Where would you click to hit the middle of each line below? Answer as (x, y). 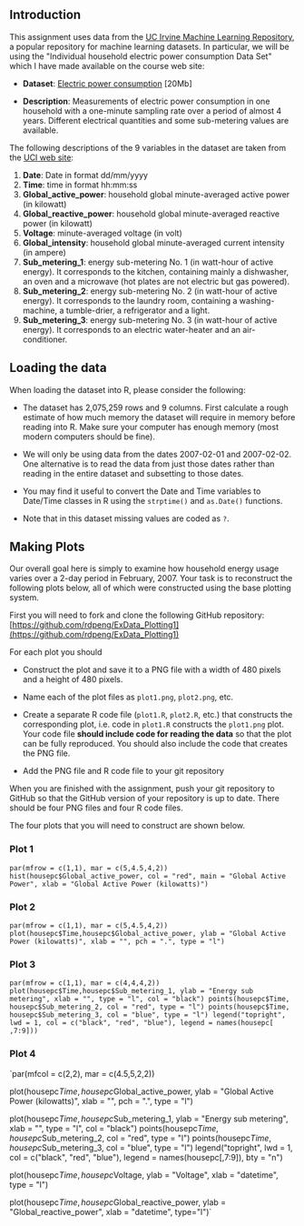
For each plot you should (56, 652)
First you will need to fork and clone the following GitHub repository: (137, 615)
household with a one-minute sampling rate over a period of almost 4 (152, 111)
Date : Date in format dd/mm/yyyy (85, 175)
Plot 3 (23, 964)
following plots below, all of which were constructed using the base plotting (151, 588)
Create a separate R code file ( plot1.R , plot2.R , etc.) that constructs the (157, 715)
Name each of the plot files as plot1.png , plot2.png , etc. (128, 697)
